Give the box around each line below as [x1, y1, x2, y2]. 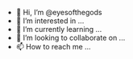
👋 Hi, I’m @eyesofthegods [15, 8, 102, 17]
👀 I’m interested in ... [15, 16, 85, 26]
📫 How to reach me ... [15, 42, 91, 51]
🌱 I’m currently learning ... [15, 25, 102, 33]
